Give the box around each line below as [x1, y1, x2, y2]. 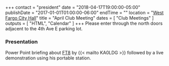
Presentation [5, 38, 38, 45]
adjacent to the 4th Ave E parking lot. [5, 26, 83, 32]
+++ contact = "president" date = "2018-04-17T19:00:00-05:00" [5, 5, 141, 10]
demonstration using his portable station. [5, 55, 91, 61]
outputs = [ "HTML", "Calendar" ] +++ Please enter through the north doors [5, 20, 163, 26]
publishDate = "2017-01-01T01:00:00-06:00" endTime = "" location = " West [5, 10, 164, 16]
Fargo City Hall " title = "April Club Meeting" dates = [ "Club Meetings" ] [5, 15, 154, 21]
